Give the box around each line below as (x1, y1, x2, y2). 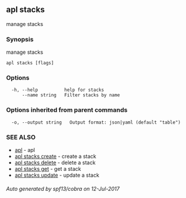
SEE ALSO (6, 133, 36, 141)
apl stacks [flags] (6, 60, 54, 66)
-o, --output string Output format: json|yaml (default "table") (11, 119, 181, 125)
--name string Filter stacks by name (21, 92, 120, 98)
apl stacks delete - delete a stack (14, 159, 96, 166)
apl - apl (14, 147, 35, 153)
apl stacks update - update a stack (14, 171, 99, 178)
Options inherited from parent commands (6, 106, 128, 114)
